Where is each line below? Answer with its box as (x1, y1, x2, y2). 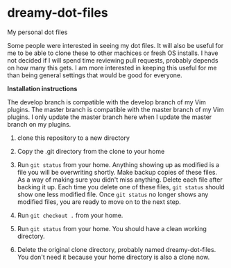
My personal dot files (7, 28, 68, 36)
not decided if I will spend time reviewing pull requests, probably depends (7, 56, 219, 64)
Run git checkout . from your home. (17, 211, 123, 219)
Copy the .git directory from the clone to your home (17, 147, 165, 155)
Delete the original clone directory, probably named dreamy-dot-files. (17, 245, 216, 253)
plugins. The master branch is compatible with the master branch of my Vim (7, 105, 224, 113)
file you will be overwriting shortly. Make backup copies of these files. (17, 168, 217, 176)
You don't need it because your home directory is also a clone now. (17, 253, 210, 261)
